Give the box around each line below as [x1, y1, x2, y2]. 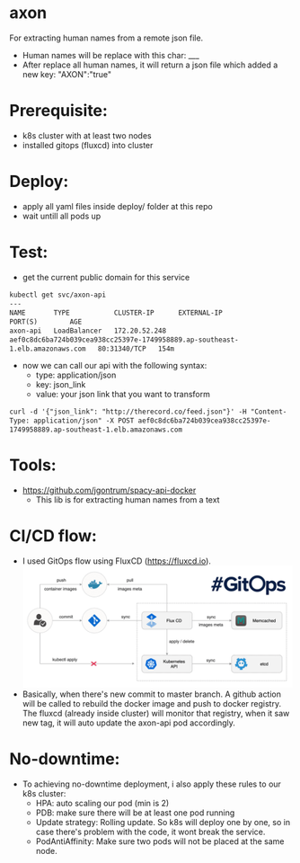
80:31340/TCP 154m [97, 344, 175, 353]
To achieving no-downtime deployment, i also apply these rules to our [22, 778, 281, 789]
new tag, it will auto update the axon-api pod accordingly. [22, 717, 236, 728]
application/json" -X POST [32, 416, 135, 425]
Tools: [9, 455, 57, 475]
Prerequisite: [9, 101, 108, 121]
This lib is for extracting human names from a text [35, 494, 220, 505]
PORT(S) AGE [9, 317, 83, 326]
